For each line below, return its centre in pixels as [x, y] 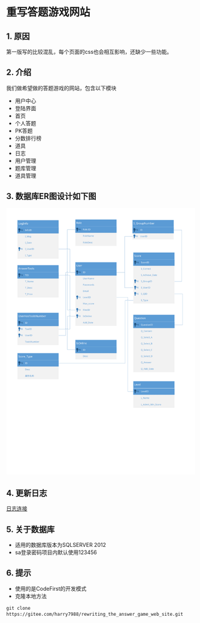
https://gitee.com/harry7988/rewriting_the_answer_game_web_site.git [95, 614]
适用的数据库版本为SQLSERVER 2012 [60, 545]
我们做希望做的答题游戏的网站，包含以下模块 [61, 88]
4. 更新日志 [27, 493]
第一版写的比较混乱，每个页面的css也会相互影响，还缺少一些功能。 [89, 52]
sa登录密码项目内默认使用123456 [56, 552]
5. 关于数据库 [31, 529]
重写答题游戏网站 [49, 12]
